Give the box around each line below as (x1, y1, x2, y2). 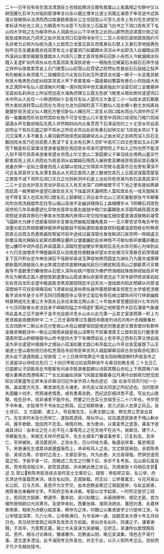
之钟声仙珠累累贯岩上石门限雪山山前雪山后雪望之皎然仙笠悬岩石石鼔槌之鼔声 (5, 66, 159, 71)
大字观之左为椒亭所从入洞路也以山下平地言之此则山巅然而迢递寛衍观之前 (13, 29, 159, 34)
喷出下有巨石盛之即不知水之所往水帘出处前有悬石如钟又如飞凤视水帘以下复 (9, 127, 159, 132)
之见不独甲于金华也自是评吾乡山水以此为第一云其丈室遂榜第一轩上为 (21, 311, 159, 316)
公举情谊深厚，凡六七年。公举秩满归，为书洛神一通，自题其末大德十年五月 (5, 513, 155, 519)
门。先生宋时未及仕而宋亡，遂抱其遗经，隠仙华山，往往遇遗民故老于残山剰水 (5, 415, 159, 421)
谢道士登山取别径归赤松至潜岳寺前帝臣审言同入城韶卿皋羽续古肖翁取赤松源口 (5, 348, 159, 353)
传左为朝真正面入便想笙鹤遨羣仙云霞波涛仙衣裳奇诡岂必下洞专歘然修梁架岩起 (5, 274, 159, 279)
